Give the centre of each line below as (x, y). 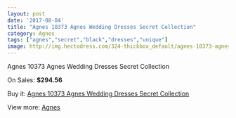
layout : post (26, 14)
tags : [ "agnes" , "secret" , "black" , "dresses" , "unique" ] (88, 40)
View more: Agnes (34, 107)
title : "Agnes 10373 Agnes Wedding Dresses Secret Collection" (102, 27)
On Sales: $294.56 (35, 80)
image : (17, 46)
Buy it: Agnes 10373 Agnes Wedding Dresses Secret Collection (98, 93)
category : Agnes (31, 33)
